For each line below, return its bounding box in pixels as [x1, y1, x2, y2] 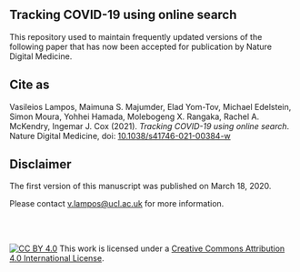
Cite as [9, 77, 50, 93]
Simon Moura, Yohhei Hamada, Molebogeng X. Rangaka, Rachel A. [9, 111, 260, 122]
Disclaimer [9, 156, 72, 172]
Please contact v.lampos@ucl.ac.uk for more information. [9, 198, 225, 209]
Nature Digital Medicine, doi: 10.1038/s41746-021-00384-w [9, 130, 232, 141]
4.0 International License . [9, 253, 105, 264]
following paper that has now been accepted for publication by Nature [9, 41, 273, 52]
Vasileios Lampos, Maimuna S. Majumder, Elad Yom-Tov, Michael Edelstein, [9, 101, 292, 112]
